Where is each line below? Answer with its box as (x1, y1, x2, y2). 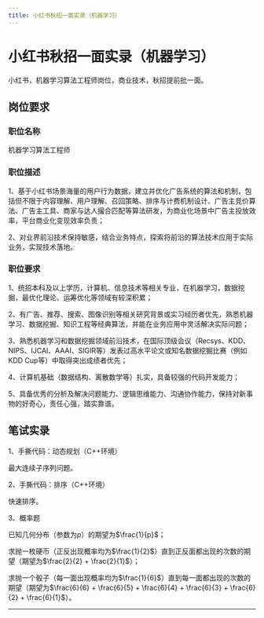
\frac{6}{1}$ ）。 (26, 592, 76, 602)
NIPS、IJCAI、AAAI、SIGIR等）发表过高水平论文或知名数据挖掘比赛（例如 (8, 346, 247, 355)
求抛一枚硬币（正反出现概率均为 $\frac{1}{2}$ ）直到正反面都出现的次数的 (8, 547, 244, 556)
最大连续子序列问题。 (8, 463, 77, 472)
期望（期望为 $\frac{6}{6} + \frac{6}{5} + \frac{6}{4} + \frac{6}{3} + (8, 583, 229, 592)
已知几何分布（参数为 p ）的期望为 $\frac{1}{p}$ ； (8, 529, 166, 539)
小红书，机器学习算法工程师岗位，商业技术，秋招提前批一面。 (8, 75, 208, 85)
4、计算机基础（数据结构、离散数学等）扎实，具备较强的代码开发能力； (8, 372, 240, 382)
